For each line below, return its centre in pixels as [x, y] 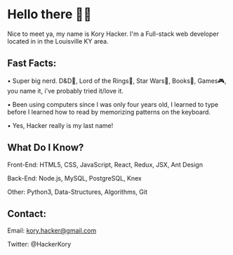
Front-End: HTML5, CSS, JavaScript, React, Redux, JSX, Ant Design [105, 164]
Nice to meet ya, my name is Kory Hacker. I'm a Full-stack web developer [113, 34]
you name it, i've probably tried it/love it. [66, 91]
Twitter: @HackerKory [39, 244]
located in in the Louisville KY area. [58, 41]
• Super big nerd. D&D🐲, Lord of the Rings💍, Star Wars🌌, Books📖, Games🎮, [117, 81]
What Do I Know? [46, 148]
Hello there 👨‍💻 [49, 14]
